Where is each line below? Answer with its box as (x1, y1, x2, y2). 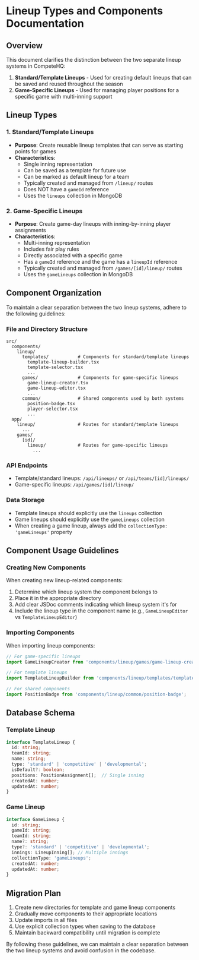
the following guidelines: (6, 310, 66, 317)
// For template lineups (6, 670, 68, 675)
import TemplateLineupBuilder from (6, 675, 94, 681)
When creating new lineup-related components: (6, 577, 123, 584)
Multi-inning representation (23, 239, 91, 246)
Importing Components (6, 629, 75, 637)
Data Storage (6, 496, 45, 504)
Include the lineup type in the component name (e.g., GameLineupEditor (14, 607, 188, 614)
